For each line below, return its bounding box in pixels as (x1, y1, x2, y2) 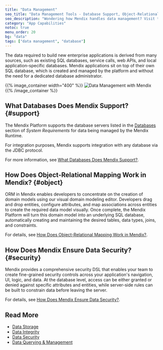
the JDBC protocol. (5, 147, 44, 153)
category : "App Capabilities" (5, 20, 66, 26)
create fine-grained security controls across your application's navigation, (5, 272, 153, 278)
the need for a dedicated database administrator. (5, 73, 103, 78)
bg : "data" (5, 35, 27, 39)
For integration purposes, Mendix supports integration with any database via (5, 142, 158, 148)
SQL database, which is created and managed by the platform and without (5, 68, 154, 74)
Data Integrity (12, 329, 40, 334)
